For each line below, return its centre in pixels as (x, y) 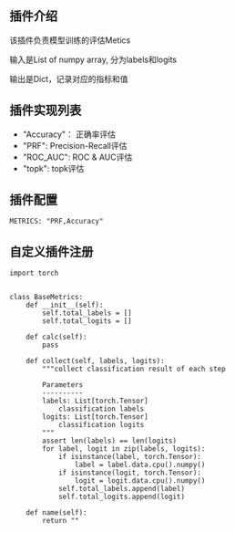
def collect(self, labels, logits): (96, 361)
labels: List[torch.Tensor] (95, 401)
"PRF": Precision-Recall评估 (75, 145)
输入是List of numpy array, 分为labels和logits (93, 59)
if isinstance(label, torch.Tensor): (130, 457)
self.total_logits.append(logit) (121, 497)
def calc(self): (57, 337)
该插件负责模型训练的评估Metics (70, 40)
